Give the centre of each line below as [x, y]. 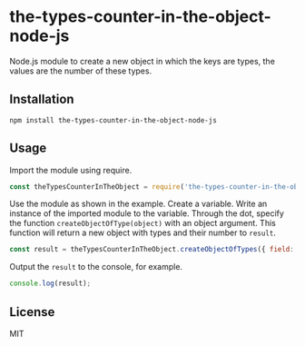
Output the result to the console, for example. [96, 267]
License [32, 312]
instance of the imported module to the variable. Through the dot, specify [147, 213]
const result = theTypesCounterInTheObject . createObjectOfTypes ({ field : [152, 250]
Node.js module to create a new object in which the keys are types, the [142, 61]
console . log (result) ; [50, 283]
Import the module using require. [71, 170]
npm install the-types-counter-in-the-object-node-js [113, 120]
